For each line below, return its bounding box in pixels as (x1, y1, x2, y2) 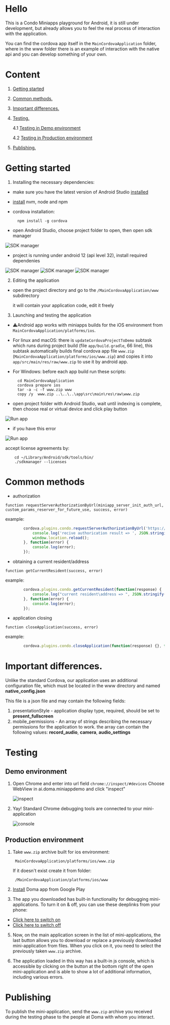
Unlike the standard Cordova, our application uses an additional (5, 677, 138, 684)
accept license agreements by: (5, 445, 70, 451)
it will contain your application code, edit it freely (12, 302, 114, 308)
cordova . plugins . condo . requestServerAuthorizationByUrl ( (23, 525, 146, 531)
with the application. (5, 30, 48, 36)
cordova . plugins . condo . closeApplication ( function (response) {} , (23, 643, 162, 649)
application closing (12, 615, 52, 621)
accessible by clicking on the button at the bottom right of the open (12, 963, 153, 969)
